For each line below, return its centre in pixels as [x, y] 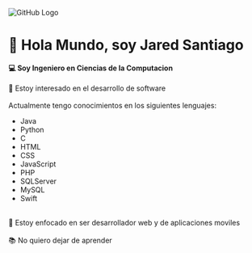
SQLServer [38, 181]
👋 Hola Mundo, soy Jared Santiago [126, 45]
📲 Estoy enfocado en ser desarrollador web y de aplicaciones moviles [124, 222]
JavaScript [38, 164]
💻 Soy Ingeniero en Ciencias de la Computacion [91, 68]
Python [32, 129]
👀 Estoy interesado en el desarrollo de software [87, 88]
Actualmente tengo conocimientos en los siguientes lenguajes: [112, 105]
